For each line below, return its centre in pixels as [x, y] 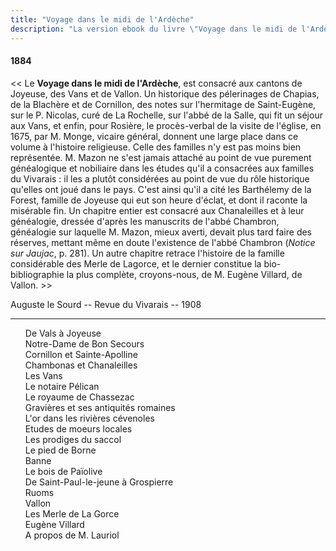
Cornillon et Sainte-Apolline [81, 354]
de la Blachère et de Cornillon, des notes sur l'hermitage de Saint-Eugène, [163, 104]
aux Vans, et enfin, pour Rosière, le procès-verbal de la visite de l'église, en [166, 125]
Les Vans [43, 375]
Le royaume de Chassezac [79, 397]
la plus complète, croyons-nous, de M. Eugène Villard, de [184, 274]
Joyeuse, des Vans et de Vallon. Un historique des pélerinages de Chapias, [165, 93]
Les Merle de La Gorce [72, 513]
